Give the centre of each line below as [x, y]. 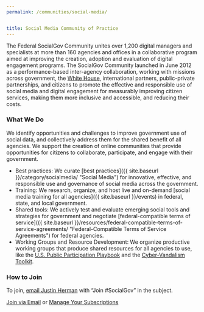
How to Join [24, 277]
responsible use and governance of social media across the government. [107, 183]
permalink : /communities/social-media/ [57, 12]
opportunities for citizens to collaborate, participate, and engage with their [100, 152]
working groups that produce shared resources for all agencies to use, [104, 248]
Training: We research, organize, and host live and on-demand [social [103, 190]
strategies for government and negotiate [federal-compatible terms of [103, 216]
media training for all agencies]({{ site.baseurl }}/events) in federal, [99, 196]
